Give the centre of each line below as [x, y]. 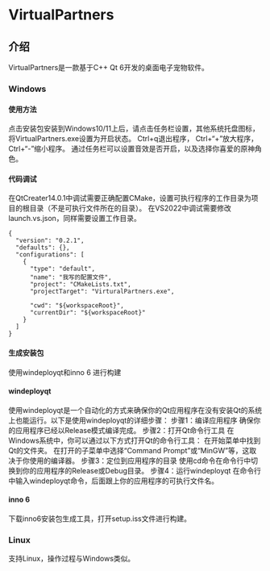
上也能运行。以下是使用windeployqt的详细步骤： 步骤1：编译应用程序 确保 [131, 420]
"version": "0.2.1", [50, 241]
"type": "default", [62, 269]
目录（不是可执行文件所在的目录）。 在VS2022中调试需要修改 [131, 208]
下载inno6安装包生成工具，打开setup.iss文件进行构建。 [100, 519]
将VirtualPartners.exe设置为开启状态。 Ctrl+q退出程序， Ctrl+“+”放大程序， [133, 139]
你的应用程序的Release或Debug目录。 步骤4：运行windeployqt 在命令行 [142, 470]
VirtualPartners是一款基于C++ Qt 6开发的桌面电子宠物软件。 [109, 67]
